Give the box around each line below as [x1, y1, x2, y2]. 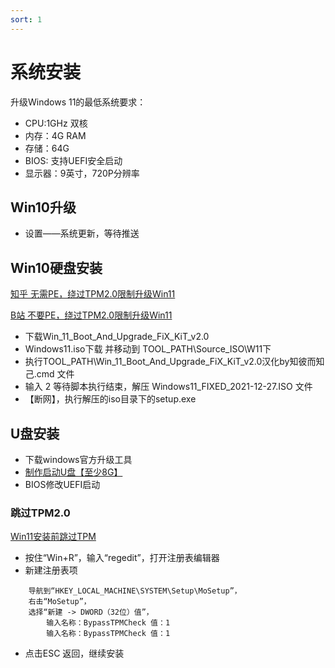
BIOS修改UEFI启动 [24, 479, 101, 490]
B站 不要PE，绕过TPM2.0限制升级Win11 [10, 309, 173, 321]
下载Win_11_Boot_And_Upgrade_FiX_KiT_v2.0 [24, 331, 210, 343]
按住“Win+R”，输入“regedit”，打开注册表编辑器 [24, 552, 220, 564]
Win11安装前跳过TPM [10, 531, 97, 543]
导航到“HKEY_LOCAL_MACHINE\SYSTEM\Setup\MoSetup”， [28, 586, 242, 596]
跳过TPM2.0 [10, 506, 71, 520]
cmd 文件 [36, 368, 75, 380]
